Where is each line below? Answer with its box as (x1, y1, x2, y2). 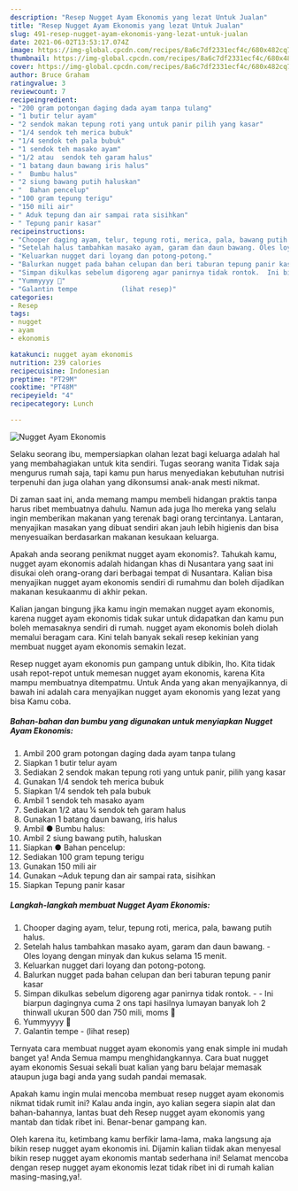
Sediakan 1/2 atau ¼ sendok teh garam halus (22, 804, 187, 815)
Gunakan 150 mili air (22, 861, 97, 871)
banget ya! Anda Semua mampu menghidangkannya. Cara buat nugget (10, 1052, 269, 1063)
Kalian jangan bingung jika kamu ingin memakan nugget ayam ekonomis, (10, 603, 275, 614)
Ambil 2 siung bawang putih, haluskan (22, 832, 163, 843)
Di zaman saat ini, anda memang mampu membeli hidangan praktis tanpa (10, 493, 278, 505)
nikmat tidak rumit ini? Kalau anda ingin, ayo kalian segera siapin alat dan (10, 1097, 276, 1108)
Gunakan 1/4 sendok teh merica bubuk (22, 776, 164, 786)
